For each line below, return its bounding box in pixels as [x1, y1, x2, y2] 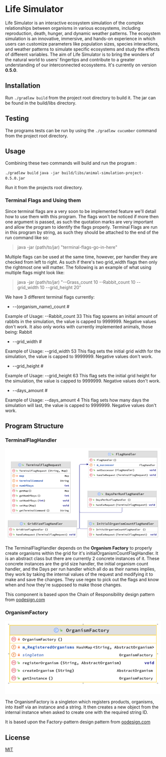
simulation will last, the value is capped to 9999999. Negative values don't [5, 402, 157, 408]
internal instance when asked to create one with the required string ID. [5, 709, 148, 715]
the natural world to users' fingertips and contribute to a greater [5, 56, 135, 62]
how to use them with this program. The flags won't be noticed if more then [5, 213, 159, 219]
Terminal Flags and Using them [5, 197, 82, 204]
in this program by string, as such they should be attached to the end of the [5, 229, 159, 235]
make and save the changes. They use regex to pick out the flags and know [5, 577, 159, 583]
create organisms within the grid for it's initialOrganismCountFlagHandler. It [5, 551, 159, 556]
